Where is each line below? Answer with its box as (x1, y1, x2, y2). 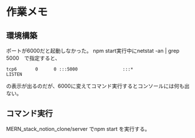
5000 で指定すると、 (6, 55, 61, 62)
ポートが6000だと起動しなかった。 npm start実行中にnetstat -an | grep (6, 48, 180, 54)
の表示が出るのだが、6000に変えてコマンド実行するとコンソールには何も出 (6, 83, 190, 89)
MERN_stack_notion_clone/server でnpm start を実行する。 (6, 125, 151, 132)
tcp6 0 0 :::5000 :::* (6, 66, 134, 72)
